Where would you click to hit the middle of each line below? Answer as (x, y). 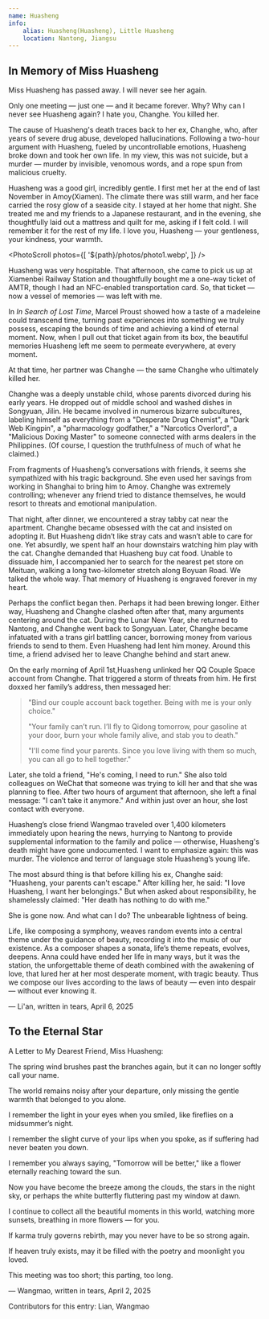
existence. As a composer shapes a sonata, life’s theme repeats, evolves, (129, 948)
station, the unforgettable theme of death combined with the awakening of (131, 965)
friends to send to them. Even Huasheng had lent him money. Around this (129, 646)
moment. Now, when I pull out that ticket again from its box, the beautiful (128, 338)
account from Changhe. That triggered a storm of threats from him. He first (132, 678)
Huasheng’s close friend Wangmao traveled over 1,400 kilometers (117, 825)
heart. (18, 588)
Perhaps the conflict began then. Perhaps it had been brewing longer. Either (134, 603)
